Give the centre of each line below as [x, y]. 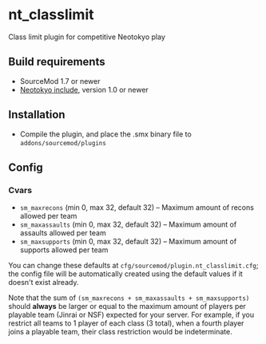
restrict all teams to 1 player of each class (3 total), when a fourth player [126, 323]
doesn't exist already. [44, 283]
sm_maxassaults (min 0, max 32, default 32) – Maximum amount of [128, 224]
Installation [37, 115]
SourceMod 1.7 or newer [60, 81]
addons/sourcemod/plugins [63, 143]
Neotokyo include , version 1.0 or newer [84, 89]
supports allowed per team [64, 250]
